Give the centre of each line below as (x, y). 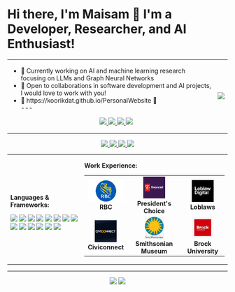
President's (154, 203)
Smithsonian (154, 243)
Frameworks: (30, 205)
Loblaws (202, 207)
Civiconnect (106, 247)
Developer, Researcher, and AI (97, 29)
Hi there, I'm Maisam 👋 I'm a (90, 14)
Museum (154, 251)
